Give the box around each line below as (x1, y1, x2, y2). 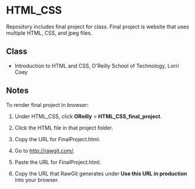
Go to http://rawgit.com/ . (14, 147, 75, 154)
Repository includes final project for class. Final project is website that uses (6, 23, 190, 30)
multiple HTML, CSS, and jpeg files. (6, 29, 92, 36)
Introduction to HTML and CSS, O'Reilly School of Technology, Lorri (14, 62, 179, 69)
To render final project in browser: (6, 101, 89, 108)
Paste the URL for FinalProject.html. (14, 158, 101, 165)
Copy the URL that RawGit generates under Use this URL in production (14, 170, 187, 177)
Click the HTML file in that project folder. (14, 124, 114, 131)
